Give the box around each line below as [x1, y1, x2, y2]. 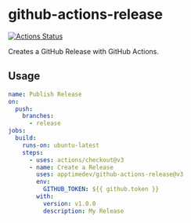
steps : [22, 148, 44, 156]
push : [15, 104, 34, 113]
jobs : [8, 127, 26, 135]
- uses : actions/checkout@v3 [28, 155, 124, 164]
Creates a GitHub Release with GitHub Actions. [8, 46, 159, 56]
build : [15, 134, 37, 142]
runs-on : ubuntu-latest [22, 141, 100, 149]
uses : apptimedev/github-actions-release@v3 [36, 170, 184, 178]
